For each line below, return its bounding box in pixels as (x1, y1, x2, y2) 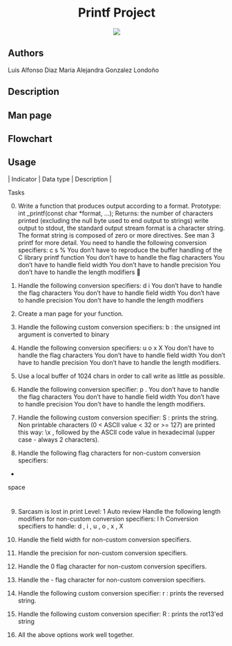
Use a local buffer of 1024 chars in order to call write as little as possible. (17, 372, 225, 380)
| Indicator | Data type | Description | (8, 174, 112, 183)
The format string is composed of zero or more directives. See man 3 (17, 231, 215, 240)
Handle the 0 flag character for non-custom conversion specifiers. (17, 562, 207, 571)
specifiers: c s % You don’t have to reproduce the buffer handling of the (17, 246, 223, 254)
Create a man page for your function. (17, 309, 124, 318)
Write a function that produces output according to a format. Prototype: (17, 201, 222, 210)
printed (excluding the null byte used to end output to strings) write (17, 216, 209, 224)
